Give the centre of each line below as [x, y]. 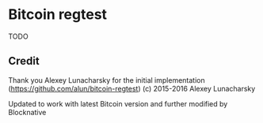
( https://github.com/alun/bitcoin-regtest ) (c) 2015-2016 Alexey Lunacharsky [132, 88]
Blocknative [27, 112]
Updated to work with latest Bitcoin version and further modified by [118, 103]
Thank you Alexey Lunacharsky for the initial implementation [107, 80]
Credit [24, 61]
